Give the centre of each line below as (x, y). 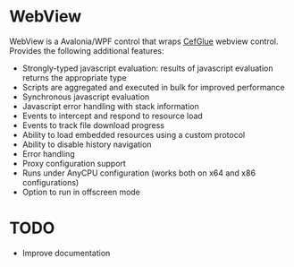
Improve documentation (66, 253)
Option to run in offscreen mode (81, 192)
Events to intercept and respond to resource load (112, 116)
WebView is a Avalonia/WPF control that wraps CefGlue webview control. (144, 41)
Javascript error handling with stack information (110, 106)
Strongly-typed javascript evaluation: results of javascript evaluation (147, 68)
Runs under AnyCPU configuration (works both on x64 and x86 (139, 173)
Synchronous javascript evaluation (86, 97)
